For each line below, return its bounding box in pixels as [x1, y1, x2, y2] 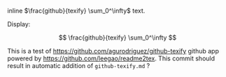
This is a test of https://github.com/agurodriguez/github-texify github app [7, 47, 219, 55]
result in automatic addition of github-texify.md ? [7, 62, 150, 69]
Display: [7, 20, 31, 28]
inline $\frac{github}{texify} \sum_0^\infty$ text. [7, 7, 146, 15]
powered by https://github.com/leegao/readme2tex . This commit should [7, 54, 216, 62]
